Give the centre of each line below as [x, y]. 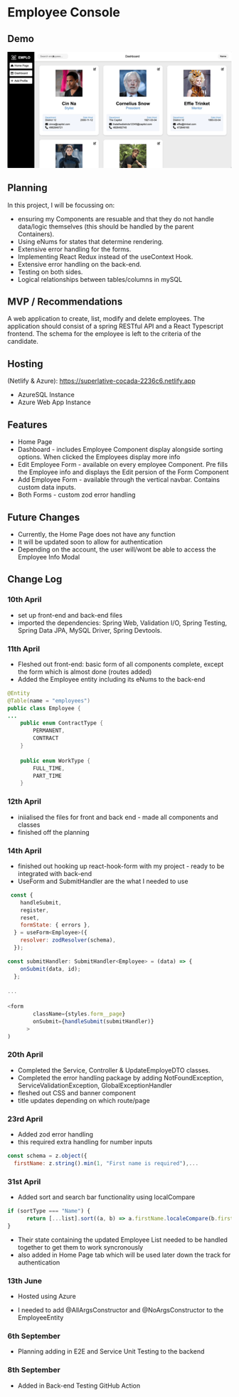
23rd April [25, 1119]
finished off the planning [54, 832]
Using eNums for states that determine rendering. [90, 241]
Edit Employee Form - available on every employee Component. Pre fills [123, 465]
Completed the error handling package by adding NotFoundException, [121, 1077]
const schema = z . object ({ [47, 1156]
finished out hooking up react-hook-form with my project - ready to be [121, 866]
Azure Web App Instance [54, 402]
